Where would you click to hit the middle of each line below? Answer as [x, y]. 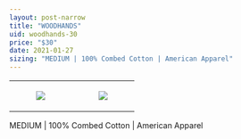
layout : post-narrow [48, 17]
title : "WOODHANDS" [46, 26]
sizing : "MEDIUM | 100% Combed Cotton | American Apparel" [121, 59]
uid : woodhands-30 [43, 34]
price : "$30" [33, 42]
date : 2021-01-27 [42, 51]
